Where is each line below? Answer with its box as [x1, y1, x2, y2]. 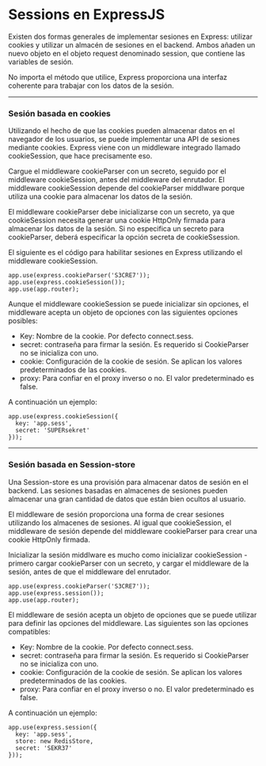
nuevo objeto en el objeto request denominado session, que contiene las [8, 48, 245, 58]
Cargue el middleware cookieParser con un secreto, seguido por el [8, 166, 227, 176]
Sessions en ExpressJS [8, 6, 165, 24]
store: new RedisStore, [15, 737, 93, 745]
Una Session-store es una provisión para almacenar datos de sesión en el [8, 477, 249, 486]
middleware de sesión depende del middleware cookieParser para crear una [8, 526, 257, 535]
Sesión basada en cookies [8, 108, 111, 119]
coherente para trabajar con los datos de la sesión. [8, 81, 174, 90]
